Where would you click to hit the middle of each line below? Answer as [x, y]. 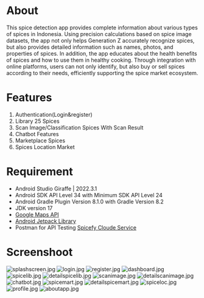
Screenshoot [40, 252]
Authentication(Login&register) [54, 114]
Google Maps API [37, 214]
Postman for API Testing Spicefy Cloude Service [76, 227]
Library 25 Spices [37, 121]
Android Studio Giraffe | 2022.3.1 [56, 188]
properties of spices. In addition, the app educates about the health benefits [102, 53]
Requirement [40, 172]
